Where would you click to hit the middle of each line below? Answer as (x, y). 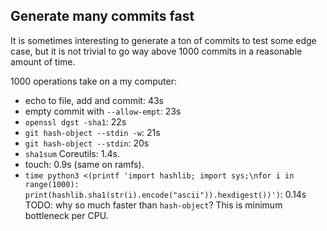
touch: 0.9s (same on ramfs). (84, 164)
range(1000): (52, 184)
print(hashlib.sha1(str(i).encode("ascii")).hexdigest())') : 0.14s (165, 194)
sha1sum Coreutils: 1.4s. (72, 153)
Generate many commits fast (102, 16)
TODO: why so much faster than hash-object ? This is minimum (153, 205)
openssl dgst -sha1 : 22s (75, 121)
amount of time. (43, 61)
